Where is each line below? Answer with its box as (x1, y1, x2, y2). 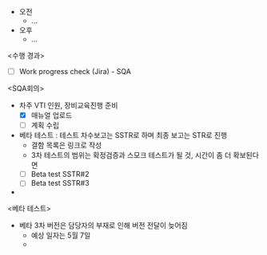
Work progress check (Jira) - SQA (18, 67, 131, 76)
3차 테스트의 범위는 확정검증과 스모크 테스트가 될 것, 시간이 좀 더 (30, 151, 232, 160)
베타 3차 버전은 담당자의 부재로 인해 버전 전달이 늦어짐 (18, 221, 189, 230)
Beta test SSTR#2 (30, 170, 90, 179)
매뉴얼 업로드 (30, 111, 73, 120)
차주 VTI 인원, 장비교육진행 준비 (18, 100, 118, 110)
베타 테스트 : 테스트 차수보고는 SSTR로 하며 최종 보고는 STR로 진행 (18, 131, 228, 140)
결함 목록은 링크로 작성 (30, 140, 102, 150)
